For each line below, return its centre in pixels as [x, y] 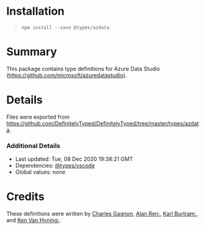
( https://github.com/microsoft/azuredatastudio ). [67, 75]
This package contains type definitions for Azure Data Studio [83, 69]
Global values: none [40, 172]
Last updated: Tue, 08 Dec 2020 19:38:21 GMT [74, 159]
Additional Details [33, 146]
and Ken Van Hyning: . [34, 220]
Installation [35, 11]
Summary [32, 52]
